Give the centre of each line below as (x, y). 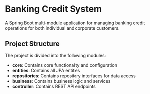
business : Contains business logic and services (61, 81)
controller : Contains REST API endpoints (54, 86)
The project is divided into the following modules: (56, 55)
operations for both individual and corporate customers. (63, 28)
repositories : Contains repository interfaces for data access (74, 76)
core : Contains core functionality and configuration (65, 65)
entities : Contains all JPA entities (46, 70)
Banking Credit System (54, 9)
